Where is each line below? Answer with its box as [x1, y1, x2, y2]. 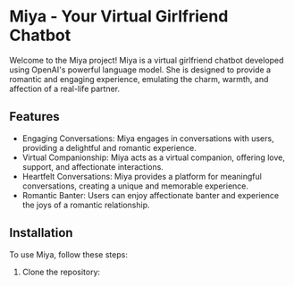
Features [9, 109, 60, 124]
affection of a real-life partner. [9, 83, 121, 94]
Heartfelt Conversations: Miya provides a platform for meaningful [21, 171, 262, 181]
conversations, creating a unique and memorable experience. [21, 181, 248, 191]
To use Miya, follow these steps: [9, 248, 128, 260]
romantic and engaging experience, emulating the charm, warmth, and [9, 73, 269, 84]
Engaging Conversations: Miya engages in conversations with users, [21, 132, 274, 144]
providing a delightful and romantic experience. [21, 142, 197, 153]
